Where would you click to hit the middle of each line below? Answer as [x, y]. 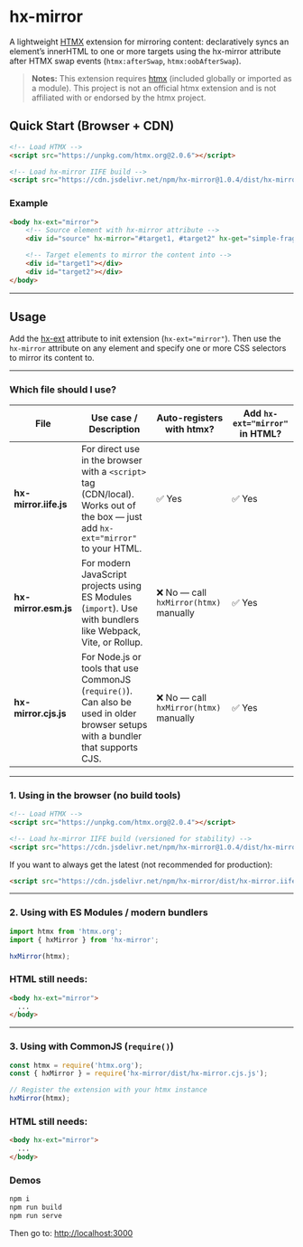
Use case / [114, 418]
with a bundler [111, 736]
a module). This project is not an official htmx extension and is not [154, 88]
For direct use [110, 449]
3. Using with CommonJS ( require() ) [92, 1046]
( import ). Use [109, 608]
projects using [111, 585]
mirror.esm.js [43, 608]
